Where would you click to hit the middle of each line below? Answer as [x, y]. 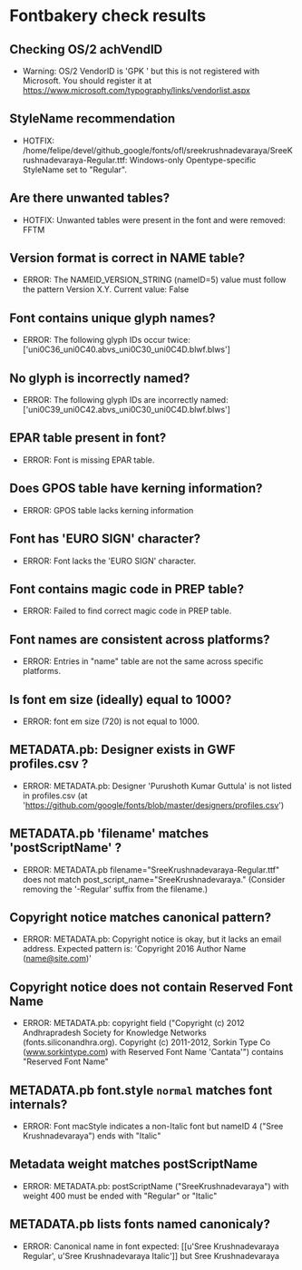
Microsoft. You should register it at [87, 81]
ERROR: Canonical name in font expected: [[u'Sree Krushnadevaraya [151, 1246]
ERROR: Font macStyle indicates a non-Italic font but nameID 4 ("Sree [153, 1126]
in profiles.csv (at [55, 796]
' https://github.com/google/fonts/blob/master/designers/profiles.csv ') [153, 805]
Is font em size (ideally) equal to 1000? [121, 699]
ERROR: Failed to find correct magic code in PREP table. [127, 611]
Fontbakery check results [108, 16]
